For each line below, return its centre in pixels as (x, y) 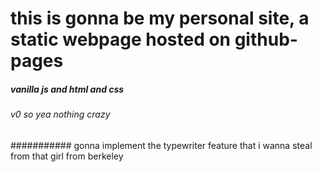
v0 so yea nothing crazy (60, 114)
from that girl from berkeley (67, 156)
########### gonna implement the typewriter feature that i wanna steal (161, 145)
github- (266, 39)
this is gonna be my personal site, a (160, 18)
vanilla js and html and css (67, 89)
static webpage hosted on (121, 39)
